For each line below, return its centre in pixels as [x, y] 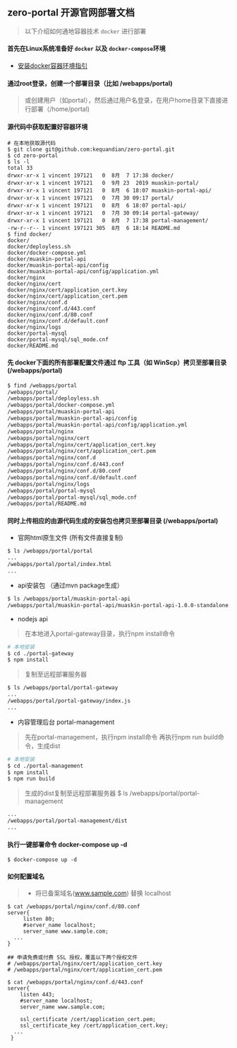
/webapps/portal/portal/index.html [60, 565]
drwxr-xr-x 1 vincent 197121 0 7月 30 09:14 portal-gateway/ [103, 213]
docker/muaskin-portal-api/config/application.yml [83, 272]
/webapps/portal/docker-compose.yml [61, 405]
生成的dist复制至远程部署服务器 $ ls [76, 793]
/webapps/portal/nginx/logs [49, 484]
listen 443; [37, 995]
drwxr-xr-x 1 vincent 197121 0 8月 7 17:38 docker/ [91, 175]
